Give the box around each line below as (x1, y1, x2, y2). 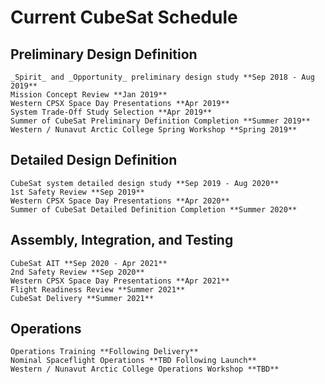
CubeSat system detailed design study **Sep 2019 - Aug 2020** (10, 178, 280, 188)
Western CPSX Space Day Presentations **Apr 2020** (10, 196, 230, 206)
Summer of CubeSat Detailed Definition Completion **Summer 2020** (10, 204, 298, 215)
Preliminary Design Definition (10, 46, 198, 63)
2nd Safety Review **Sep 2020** (10, 267, 145, 277)
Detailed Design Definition (10, 152, 178, 169)
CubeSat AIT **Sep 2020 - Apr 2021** (10, 258, 168, 268)
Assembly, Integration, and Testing (10, 232, 234, 249)
